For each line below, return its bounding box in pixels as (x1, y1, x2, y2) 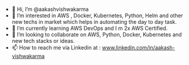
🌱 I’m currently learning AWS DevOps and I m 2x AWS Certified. (11, 24, 168, 32)
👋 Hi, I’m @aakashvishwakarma (11, 6, 89, 13)
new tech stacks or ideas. (11, 38, 75, 44)
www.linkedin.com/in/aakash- (102, 44, 175, 51)
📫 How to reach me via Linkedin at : (11, 44, 101, 51)
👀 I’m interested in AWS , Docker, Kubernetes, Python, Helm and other (11, 12, 183, 19)
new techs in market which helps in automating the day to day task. (11, 18, 177, 25)
